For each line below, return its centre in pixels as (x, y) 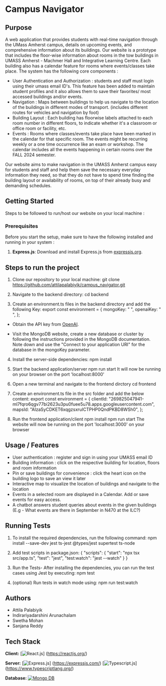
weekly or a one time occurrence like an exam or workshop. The (78, 144)
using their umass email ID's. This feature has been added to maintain (83, 86)
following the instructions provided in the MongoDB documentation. (82, 339)
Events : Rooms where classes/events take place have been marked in (84, 134)
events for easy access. (37, 499)
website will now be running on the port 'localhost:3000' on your (78, 424)
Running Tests (28, 526)
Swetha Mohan (28, 621)
